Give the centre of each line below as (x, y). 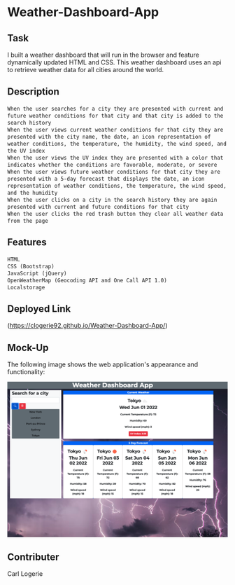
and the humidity (33, 193)
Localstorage (26, 287)
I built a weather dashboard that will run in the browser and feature (103, 55)
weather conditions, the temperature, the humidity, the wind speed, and (117, 144)
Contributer (33, 557)
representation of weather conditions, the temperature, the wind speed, (117, 186)
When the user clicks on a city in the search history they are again (112, 200)
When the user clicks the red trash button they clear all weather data (115, 214)
